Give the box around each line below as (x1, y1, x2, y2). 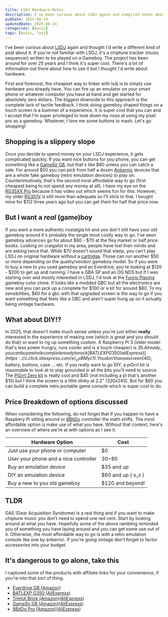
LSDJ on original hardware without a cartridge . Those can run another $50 (5, 253, 159, 259)
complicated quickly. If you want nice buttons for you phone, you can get (5, 156, 156, 162)
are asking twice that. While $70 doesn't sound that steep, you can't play (5, 248, 156, 254)
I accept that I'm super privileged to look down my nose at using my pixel (5, 113, 156, 118)
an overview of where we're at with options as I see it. (5, 427, 116, 433)
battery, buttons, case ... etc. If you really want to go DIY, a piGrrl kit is (5, 362, 149, 368)
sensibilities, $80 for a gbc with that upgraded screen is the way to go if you (5, 290, 162, 296)
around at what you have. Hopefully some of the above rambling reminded (5, 520, 158, 526)
